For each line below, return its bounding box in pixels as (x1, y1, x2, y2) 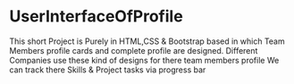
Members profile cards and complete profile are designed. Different (9, 45, 258, 55)
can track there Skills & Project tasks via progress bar (9, 64, 206, 75)
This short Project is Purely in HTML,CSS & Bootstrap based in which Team (9, 36, 285, 46)
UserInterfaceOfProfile (9, 6, 183, 27)
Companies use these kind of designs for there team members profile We (9, 55, 280, 65)
